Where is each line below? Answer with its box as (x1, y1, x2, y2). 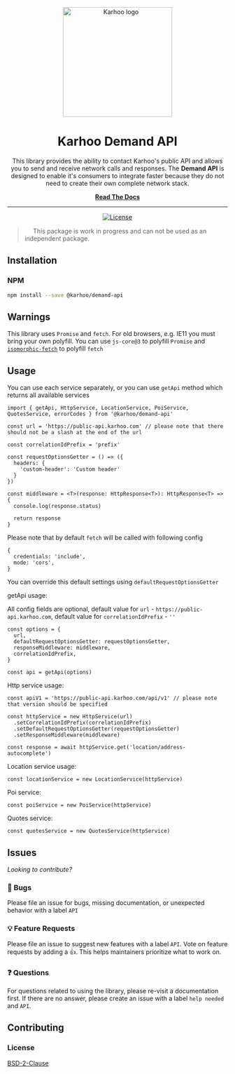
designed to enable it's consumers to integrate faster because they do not (10, 171, 225, 180)
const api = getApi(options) (7, 669, 92, 676)
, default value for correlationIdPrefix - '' (51, 612, 176, 621)
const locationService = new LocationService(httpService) (7, 776, 183, 783)
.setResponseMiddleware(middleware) (13, 732, 120, 739)
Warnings (7, 311, 51, 323)
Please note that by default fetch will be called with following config (7, 533, 204, 542)
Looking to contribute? (7, 865, 73, 873)
